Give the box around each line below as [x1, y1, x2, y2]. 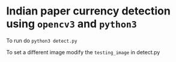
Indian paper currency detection [6, 4, 171, 18]
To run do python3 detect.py [6, 37, 77, 44]
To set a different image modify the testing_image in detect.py [6, 48, 160, 55]
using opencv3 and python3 [6, 17, 137, 31]
